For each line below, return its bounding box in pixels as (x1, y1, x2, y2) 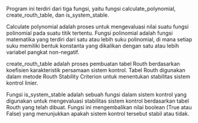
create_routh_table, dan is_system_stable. (6, 11, 109, 19)
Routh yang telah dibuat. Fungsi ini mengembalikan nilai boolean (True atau (6, 104, 192, 110)
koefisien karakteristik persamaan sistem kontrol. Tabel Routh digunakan (6, 67, 186, 74)
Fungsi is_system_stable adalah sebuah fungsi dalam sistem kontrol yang (6, 91, 187, 98)
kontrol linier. (6, 79, 38, 86)
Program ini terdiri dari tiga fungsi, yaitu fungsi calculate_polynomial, (6, 5, 176, 12)
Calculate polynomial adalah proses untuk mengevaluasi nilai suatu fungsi (6, 23, 189, 30)
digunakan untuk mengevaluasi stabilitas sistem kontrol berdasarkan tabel (6, 97, 189, 104)
